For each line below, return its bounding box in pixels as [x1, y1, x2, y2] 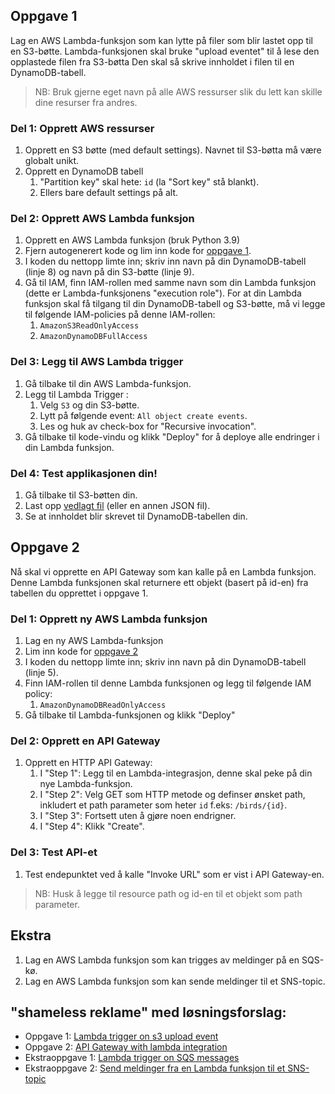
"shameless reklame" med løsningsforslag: [10, 1004, 287, 1021]
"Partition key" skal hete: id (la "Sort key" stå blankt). [39, 176, 260, 188]
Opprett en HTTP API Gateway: [24, 757, 153, 769]
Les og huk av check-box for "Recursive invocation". [39, 420, 257, 432]
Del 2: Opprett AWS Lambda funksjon [10, 212, 195, 226]
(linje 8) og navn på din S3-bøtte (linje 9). [24, 266, 195, 278]
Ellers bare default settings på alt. [39, 187, 179, 199]
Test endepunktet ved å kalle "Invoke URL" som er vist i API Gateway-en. [24, 868, 325, 880]
